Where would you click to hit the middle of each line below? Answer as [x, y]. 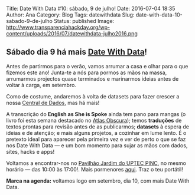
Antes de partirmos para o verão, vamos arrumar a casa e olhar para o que [97, 66]
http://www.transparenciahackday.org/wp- [58, 27]
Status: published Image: [84, 21]
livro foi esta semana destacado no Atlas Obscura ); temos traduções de [94, 120]
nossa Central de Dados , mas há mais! [53, 103]
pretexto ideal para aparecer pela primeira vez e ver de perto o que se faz [96, 139]
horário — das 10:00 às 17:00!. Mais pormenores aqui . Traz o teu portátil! [95, 169]
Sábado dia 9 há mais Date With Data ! [77, 52]
